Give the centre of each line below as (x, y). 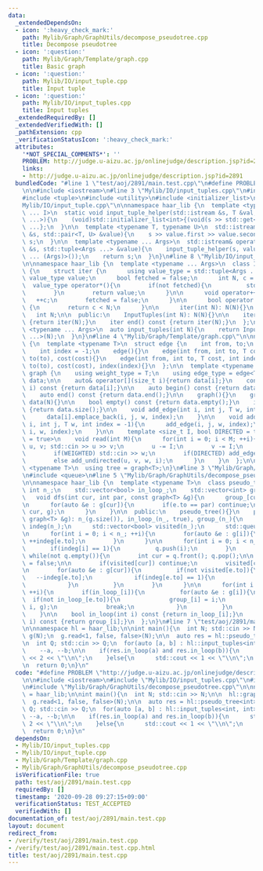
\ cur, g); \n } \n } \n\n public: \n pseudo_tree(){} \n (131, 512)
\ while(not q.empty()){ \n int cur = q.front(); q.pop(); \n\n (138, 556)
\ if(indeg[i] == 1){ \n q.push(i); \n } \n (129, 548)
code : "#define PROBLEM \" (59, 672)
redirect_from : (33, 833)
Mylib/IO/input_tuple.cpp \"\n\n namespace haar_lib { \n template (131, 205)
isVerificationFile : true (58, 774)
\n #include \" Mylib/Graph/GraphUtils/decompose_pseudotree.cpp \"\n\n (138, 687)
